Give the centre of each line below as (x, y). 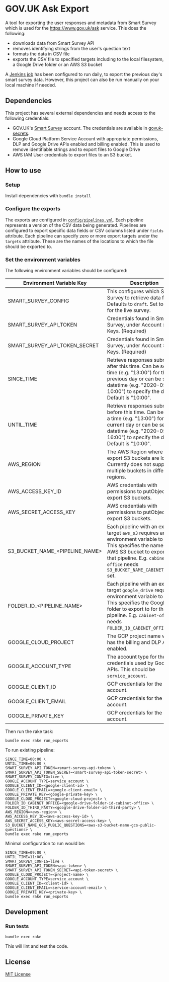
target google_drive (130, 590)
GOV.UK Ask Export (47, 9)
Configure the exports (33, 209)
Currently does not (129, 464)
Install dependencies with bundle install (48, 196)
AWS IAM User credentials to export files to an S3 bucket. (72, 154)
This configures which (133, 291)
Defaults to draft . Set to (135, 304)
